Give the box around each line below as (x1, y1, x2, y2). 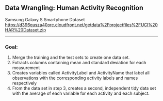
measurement (12, 65, 40, 71)
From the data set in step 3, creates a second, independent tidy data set (12, 86, 156, 91)
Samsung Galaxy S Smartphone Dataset (5, 16, 85, 22)
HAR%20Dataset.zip (5, 27, 46, 33)
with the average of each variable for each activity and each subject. (12, 90, 149, 96)
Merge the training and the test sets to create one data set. (12, 55, 130, 60)
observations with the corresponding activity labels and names (12, 75, 138, 81)
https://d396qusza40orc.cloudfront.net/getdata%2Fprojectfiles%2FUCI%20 (5, 22, 158, 28)
